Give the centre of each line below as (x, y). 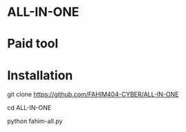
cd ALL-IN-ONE (29, 108)
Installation (40, 75)
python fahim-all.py (35, 121)
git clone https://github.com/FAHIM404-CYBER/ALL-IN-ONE (93, 95)
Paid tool (33, 44)
